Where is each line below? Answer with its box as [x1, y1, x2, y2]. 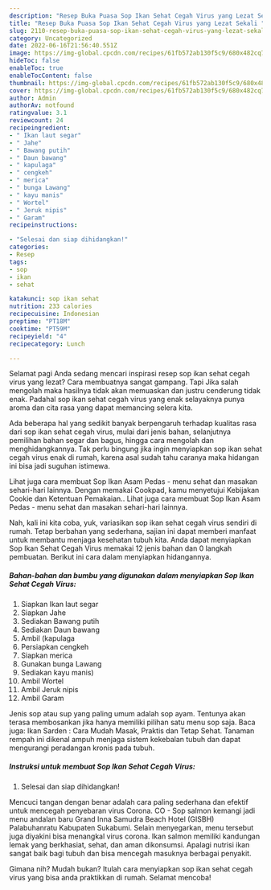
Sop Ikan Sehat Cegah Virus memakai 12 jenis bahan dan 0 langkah [9, 543, 232, 553]
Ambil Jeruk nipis [20, 685, 79, 695]
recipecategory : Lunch [9, 339, 85, 348]
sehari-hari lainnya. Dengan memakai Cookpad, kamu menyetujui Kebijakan [9, 486, 260, 495]
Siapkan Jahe [20, 608, 67, 617]
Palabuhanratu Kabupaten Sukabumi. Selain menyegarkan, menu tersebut [9, 823, 254, 833]
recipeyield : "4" [9, 332, 68, 340]
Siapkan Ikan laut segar [20, 600, 99, 609]
